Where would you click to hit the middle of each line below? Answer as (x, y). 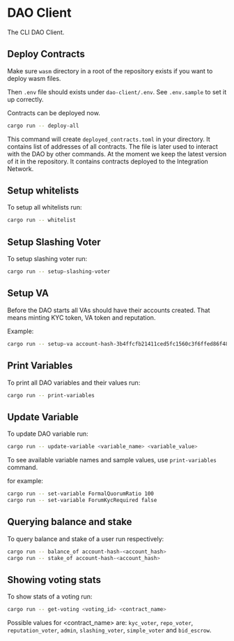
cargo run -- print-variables (51, 395)
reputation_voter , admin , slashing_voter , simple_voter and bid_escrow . (109, 631)
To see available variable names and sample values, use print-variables (112, 460)
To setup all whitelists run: (45, 207)
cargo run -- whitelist (42, 220)
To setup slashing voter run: (47, 259)
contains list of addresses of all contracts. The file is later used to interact (112, 146)
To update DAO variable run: (48, 434)
